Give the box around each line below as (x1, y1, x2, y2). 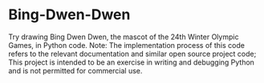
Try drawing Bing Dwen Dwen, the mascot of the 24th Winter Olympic (8, 32, 239, 41)
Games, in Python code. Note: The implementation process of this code (8, 40, 245, 49)
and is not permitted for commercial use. (8, 65, 143, 75)
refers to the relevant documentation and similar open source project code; (8, 49, 257, 58)
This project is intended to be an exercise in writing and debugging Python (8, 57, 255, 67)
